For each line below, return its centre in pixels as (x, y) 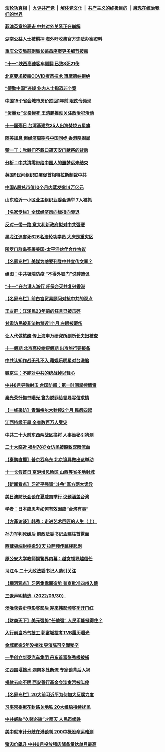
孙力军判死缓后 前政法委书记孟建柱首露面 (47, 534)
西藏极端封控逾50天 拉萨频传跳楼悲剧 (44, 546)
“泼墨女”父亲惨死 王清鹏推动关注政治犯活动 (50, 113)
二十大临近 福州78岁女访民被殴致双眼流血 (48, 447)
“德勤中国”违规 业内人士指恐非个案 (41, 88)
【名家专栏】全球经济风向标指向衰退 (42, 212)
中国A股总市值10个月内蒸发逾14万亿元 (44, 187)
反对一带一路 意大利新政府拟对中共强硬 (45, 224)
